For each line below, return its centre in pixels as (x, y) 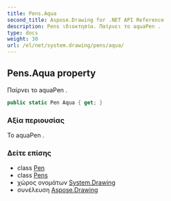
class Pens (32, 176)
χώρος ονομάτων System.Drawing (66, 182)
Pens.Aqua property (52, 73)
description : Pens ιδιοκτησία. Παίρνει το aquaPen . (84, 26)
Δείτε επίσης (29, 153)
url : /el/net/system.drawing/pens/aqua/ (66, 45)
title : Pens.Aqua (32, 13)
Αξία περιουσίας (36, 120)
